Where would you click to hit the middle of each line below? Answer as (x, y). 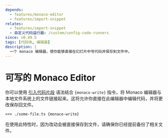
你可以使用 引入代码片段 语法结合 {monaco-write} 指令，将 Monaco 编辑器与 (83, 92)
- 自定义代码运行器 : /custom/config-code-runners (59, 33)
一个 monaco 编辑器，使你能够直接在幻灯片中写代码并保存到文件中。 (71, 51)
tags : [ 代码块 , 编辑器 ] (28, 42)
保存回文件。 (22, 105)
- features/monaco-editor (37, 14)
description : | (21, 47)
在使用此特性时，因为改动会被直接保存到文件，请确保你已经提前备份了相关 (82, 125)
